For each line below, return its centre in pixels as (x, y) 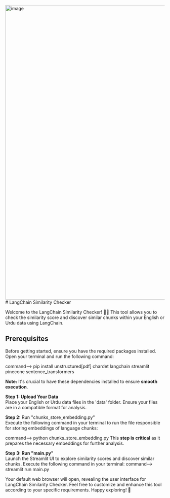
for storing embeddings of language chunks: (52, 428)
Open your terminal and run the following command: (60, 356)
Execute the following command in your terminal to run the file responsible (83, 422)
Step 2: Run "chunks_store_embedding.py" (50, 417)
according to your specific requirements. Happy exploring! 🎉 (68, 490)
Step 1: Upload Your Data (32, 397)
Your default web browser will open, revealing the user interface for (76, 479)
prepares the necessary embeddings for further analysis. (65, 443)
